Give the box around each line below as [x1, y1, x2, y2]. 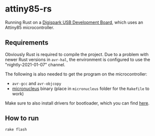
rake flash [5, 127, 27, 132]
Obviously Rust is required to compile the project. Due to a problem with [5, 51, 149, 57]
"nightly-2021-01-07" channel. [5, 61, 65, 67]
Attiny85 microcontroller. [5, 24, 54, 30]
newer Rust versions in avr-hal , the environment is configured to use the [5, 57, 150, 62]
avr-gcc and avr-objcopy [12, 80, 62, 86]
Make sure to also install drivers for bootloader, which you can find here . [5, 100, 150, 106]
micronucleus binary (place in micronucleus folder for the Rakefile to [12, 86, 150, 91]
